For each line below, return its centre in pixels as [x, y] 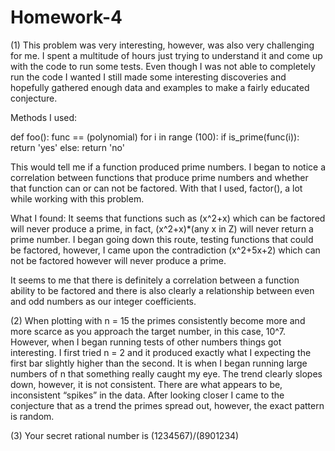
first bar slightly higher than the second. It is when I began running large [159, 363]
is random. [32, 416]
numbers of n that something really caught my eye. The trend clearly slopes [166, 373]
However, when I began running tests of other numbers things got [146, 342]
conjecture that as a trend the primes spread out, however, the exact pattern [167, 405]
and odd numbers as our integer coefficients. [103, 301]
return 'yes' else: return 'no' [67, 147]
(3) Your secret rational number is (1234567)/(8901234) [125, 435]
